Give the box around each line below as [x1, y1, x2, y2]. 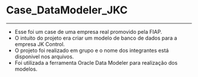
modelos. [14, 65, 38, 72]
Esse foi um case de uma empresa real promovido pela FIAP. [14, 28, 163, 35]
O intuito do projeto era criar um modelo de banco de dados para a [14, 34, 177, 41]
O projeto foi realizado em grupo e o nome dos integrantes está [14, 47, 169, 54]
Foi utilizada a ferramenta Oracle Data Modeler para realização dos [14, 59, 178, 66]
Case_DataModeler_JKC [6, 3, 128, 17]
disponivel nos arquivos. [14, 53, 74, 60]
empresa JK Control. [14, 40, 65, 47]
